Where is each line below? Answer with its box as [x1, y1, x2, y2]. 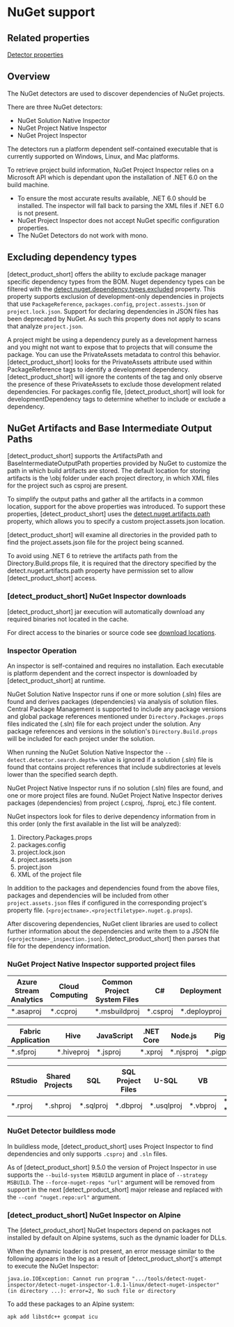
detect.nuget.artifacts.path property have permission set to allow [7, 566, 194, 575]
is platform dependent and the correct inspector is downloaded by [7, 669, 198, 677]
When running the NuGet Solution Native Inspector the [7, 748, 164, 756]
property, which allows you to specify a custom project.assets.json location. [7, 518, 225, 526]
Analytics [10, 995, 44, 1004]
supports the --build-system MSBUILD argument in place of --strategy [7, 1171, 208, 1179]
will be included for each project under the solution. [7, 735, 155, 743]
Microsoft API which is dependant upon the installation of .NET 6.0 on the [7, 173, 218, 182]
